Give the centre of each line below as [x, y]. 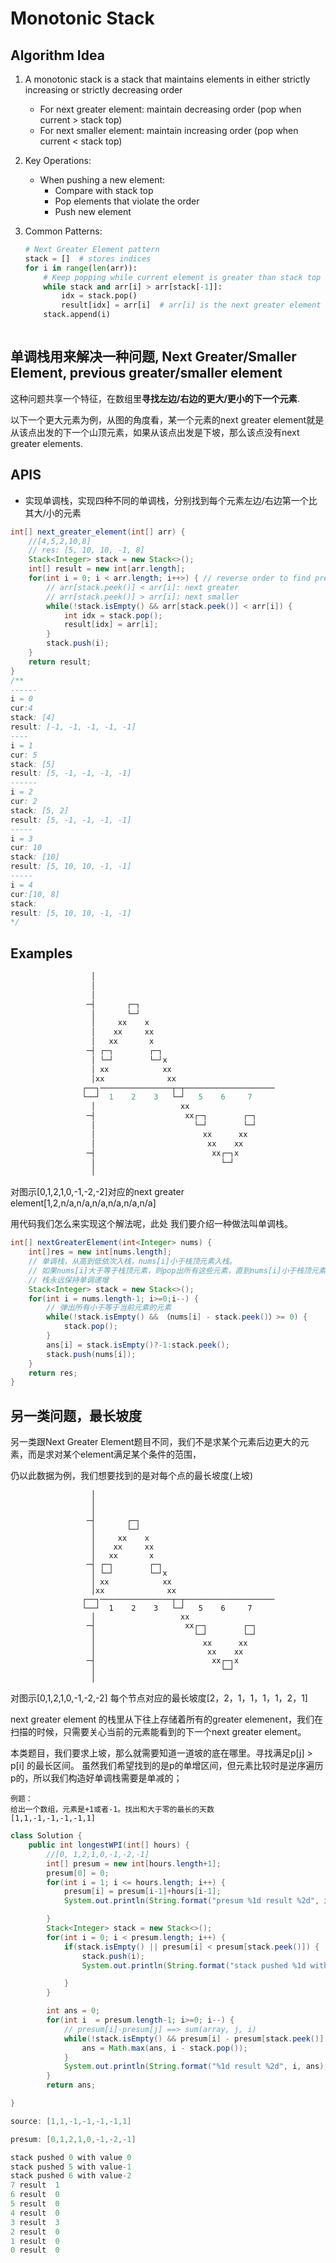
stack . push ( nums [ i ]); [91, 1354]
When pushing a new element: [102, 180]
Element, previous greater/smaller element [146, 373]
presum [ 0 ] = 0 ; [78, 1873]
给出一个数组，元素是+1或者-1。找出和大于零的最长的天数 [112, 1810]
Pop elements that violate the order [127, 201]
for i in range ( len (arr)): [81, 268]
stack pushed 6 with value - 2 [71, 2176]
